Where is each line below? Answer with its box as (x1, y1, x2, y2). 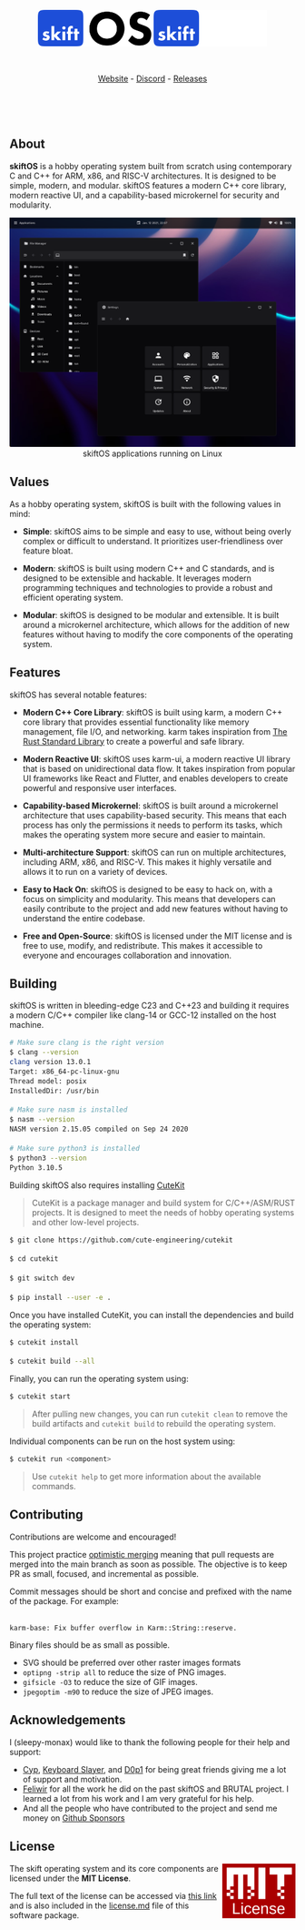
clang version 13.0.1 (9, 1058, 92, 1067)
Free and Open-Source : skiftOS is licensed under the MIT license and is (22, 930, 292, 941)
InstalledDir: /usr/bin (9, 1086, 100, 1095)
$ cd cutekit (9, 1254, 59, 1264)
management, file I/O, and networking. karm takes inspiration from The (22, 726, 288, 736)
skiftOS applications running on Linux (83, 448, 222, 459)
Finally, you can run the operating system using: (9, 1374, 189, 1385)
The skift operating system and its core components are (9, 1863, 220, 1874)
